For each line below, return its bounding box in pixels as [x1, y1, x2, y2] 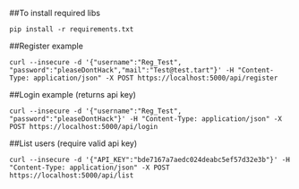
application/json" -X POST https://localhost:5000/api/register [32, 73, 278, 82]
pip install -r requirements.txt [9, 25, 134, 34]
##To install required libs [9, 8, 101, 18]
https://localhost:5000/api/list [9, 171, 134, 180]
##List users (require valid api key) [9, 138, 138, 149]
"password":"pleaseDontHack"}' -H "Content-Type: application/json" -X [9, 115, 282, 124]
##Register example [9, 40, 83, 51]
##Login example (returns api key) [9, 90, 137, 99]
